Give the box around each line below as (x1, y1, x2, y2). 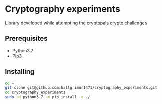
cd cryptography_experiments (5, 90, 66, 95)
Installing (5, 67, 35, 76)
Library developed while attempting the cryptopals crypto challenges (5, 20, 147, 26)
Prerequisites (5, 34, 48, 43)
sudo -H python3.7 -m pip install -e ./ (5, 95, 91, 100)
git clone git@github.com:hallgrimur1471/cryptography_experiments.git (5, 85, 157, 90)
